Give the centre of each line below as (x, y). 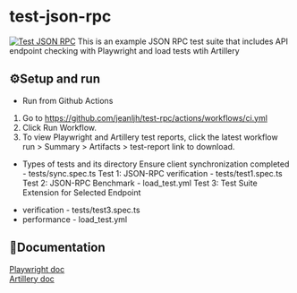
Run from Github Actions (68, 100)
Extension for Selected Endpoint (81, 192)
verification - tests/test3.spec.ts (81, 210)
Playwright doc (37, 269)
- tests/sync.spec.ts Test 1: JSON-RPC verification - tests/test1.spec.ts (153, 173)
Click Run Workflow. (59, 127)
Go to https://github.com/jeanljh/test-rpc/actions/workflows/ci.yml (145, 117)
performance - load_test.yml (75, 219)
